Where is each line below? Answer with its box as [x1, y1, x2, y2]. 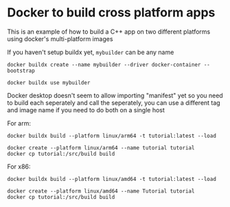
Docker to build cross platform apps [7, 5, 216, 21]
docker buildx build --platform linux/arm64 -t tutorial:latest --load [7, 132, 216, 139]
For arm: [7, 119, 31, 127]
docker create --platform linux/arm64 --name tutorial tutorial [7, 144, 195, 151]
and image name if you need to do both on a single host [7, 106, 165, 114]
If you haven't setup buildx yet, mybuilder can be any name [7, 48, 174, 56]
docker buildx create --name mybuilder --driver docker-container [7, 61, 201, 68]
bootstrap [7, 67, 36, 74]
